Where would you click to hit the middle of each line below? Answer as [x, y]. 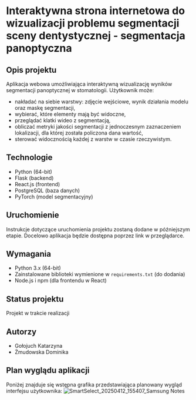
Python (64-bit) [33, 172]
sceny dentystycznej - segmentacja [96, 36]
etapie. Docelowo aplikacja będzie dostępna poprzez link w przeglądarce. [95, 236]
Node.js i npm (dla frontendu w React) [60, 281]
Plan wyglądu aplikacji [48, 370]
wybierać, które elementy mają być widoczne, [70, 114]
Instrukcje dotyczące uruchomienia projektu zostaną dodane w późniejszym [98, 229]
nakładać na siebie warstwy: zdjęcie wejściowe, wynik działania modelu [102, 102]
